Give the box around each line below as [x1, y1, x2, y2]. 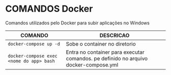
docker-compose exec [8, 53, 58, 59]
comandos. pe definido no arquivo [66, 55, 148, 62]
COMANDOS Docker [5, 3, 93, 15]
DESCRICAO [99, 31, 130, 39]
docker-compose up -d [8, 41, 60, 47]
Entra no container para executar [66, 49, 145, 56]
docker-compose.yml [66, 61, 119, 68]
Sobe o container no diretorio [66, 40, 136, 47]
